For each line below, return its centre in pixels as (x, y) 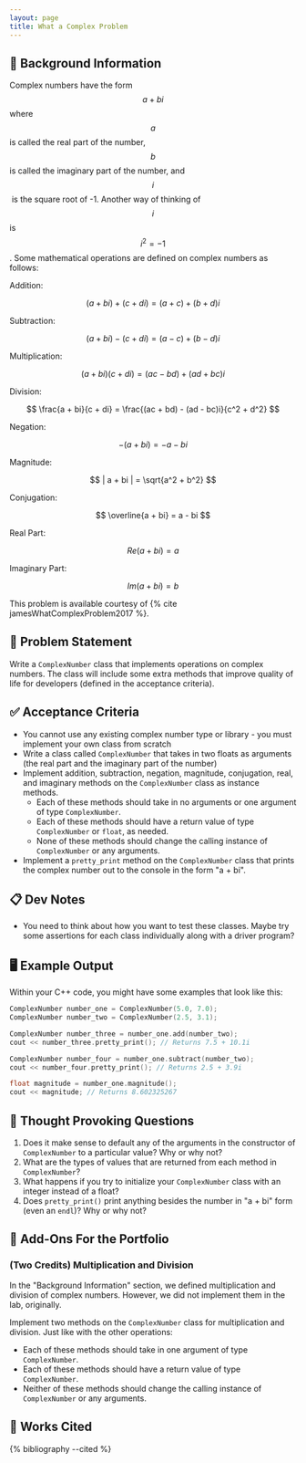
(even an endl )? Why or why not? (85, 1211)
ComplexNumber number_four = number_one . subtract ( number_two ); (132, 1059)
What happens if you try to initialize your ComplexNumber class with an (152, 1182)
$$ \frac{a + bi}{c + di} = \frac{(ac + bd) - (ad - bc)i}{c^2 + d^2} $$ (153, 409)
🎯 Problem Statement (71, 642)
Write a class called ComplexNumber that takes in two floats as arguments (157, 753)
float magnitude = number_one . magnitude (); (93, 1084)
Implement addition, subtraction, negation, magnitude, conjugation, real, (158, 773)
